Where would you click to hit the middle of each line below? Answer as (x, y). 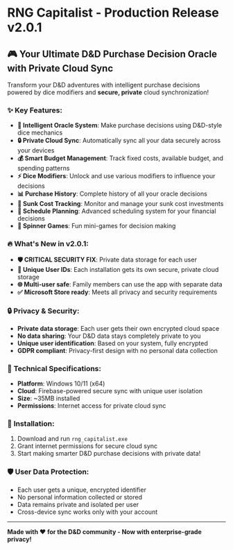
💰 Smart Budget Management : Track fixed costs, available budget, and (120, 158)
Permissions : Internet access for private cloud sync (92, 406)
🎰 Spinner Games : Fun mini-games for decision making (96, 226)
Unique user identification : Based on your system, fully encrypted (112, 343)
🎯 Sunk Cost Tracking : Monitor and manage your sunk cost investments (120, 204)
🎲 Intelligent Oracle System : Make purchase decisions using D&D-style (120, 126)
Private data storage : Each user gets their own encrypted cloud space (118, 328)
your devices (36, 151)
